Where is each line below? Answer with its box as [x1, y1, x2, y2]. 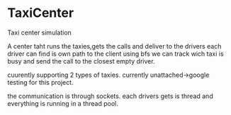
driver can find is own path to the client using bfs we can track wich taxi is [7, 49, 225, 58]
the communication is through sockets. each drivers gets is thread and [7, 92, 214, 100]
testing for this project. [7, 78, 74, 86]
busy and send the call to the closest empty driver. [7, 56, 155, 65]
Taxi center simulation [7, 28, 72, 37]
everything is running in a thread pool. [7, 99, 118, 107]
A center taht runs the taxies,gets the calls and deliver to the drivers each [7, 42, 222, 50]
